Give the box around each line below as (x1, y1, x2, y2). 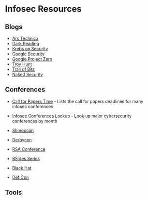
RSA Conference (12, 146, 45, 152)
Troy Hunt (12, 62, 32, 67)
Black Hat (12, 165, 31, 170)
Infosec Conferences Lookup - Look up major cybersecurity (12, 113, 132, 119)
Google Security (12, 51, 45, 57)
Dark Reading (12, 41, 40, 46)
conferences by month (12, 118, 58, 124)
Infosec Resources (5, 3, 82, 15)
